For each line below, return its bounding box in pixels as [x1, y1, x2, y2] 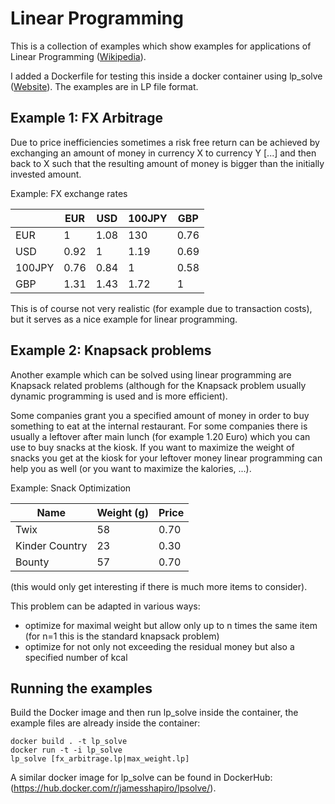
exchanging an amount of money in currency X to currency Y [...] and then [10, 147, 317, 159]
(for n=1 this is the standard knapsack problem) [24, 630, 220, 642]
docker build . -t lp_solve [10, 737, 128, 747]
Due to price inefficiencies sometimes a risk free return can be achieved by [10, 136, 320, 148]
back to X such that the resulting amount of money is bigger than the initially [10, 157, 325, 169]
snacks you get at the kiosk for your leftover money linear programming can [10, 452, 323, 464]
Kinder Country [15, 538, 88, 552]
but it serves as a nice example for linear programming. [10, 313, 238, 325]
